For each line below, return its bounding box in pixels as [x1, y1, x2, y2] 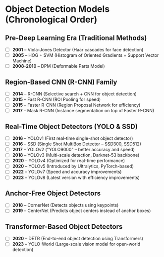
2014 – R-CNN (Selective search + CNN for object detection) [12, 91, 137, 97]
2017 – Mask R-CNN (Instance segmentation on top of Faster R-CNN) [12, 108, 155, 114]
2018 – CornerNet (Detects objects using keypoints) [12, 202, 119, 208]
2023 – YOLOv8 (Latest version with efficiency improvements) [12, 174, 140, 180]
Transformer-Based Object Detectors [5, 222, 123, 231]
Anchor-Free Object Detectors [5, 189, 101, 197]
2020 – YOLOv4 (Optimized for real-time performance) [12, 158, 125, 164]
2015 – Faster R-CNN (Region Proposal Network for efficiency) [12, 102, 141, 108]
